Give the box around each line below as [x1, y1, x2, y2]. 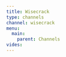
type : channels [6, 14, 44, 20]
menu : [6, 25, 20, 31]
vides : [6, 42, 23, 48]
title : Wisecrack [6, 8, 50, 15]
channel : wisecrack [6, 20, 55, 26]
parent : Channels [17, 36, 61, 42]
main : [11, 31, 26, 37]
